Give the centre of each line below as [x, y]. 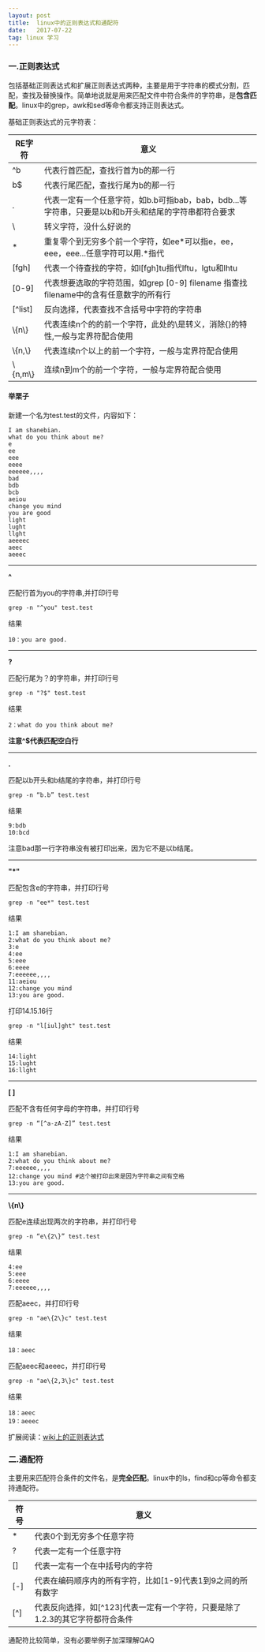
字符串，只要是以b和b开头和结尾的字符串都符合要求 [140, 211]
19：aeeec [24, 1421]
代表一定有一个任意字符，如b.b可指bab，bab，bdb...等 [146, 200]
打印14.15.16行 [30, 1011]
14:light [22, 1056]
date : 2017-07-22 [40, 30]
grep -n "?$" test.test [47, 693]
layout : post [30, 15]
